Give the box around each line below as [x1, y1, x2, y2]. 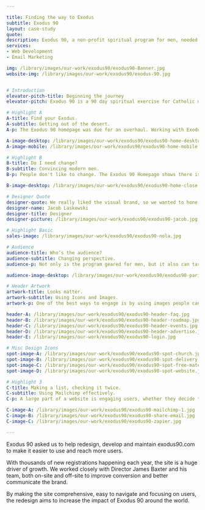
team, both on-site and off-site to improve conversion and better [6, 471, 168, 479]
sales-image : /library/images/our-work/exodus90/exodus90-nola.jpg [6, 233, 182, 239]
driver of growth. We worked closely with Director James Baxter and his [6, 465, 187, 473]
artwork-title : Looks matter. [6, 289, 84, 295]
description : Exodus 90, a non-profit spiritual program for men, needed [6, 37, 198, 43]
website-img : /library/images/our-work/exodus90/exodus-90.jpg [6, 71, 171, 77]
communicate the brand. [6, 478, 68, 486]
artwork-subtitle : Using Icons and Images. [6, 295, 119, 301]
